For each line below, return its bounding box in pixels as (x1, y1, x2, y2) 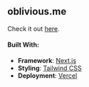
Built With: (7, 40, 40, 49)
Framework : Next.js (17, 57, 77, 65)
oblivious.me (7, 6, 67, 18)
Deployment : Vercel (17, 71, 78, 80)
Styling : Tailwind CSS (17, 64, 82, 73)
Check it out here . (7, 24, 61, 33)
